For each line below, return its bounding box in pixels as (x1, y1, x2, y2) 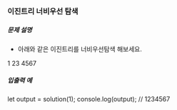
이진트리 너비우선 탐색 (7, 6, 79, 16)
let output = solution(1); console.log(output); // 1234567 (7, 94, 171, 103)
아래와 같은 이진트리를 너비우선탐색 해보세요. (17, 44, 143, 53)
